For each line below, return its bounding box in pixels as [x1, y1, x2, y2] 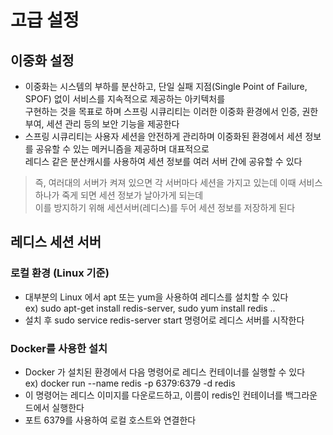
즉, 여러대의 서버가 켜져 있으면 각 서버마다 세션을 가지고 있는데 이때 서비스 [34, 177, 323, 188]
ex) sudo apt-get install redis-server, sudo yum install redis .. [24, 302, 276, 314]
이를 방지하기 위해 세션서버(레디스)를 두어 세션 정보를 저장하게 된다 [34, 202, 296, 213]
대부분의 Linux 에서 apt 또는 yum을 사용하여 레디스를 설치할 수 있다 [24, 291, 289, 303]
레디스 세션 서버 [10, 234, 102, 251]
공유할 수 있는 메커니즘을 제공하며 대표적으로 [35, 143, 210, 155]
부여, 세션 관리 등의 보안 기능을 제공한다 [24, 118, 180, 130]
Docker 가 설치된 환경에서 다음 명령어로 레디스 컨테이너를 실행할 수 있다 [24, 366, 306, 378]
